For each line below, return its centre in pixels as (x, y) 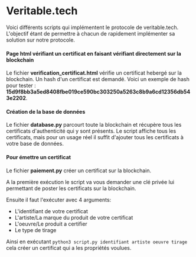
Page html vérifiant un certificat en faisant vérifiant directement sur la (94, 53)
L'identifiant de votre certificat (51, 211)
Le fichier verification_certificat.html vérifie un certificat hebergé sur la (94, 73)
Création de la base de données (46, 111)
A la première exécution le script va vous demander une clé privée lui (90, 182)
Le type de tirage (35, 230)
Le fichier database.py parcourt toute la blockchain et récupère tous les (94, 125)
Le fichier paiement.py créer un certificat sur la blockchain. (79, 171)
